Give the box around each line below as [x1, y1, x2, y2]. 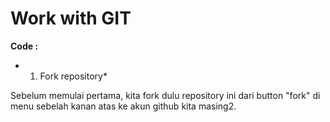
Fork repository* [39, 70, 108, 82]
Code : [10, 40, 39, 52]
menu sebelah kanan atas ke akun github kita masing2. [10, 100, 237, 112]
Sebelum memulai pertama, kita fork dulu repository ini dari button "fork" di [10, 89, 321, 101]
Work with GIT [10, 7, 132, 30]
